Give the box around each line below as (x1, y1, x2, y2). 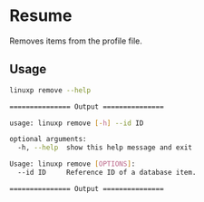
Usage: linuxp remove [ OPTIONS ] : (9, 159, 136, 168)
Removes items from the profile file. (9, 35, 143, 46)
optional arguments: (9, 135, 88, 144)
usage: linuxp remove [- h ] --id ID (9, 119, 144, 128)
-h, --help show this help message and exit (17, 143, 193, 152)
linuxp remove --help (9, 85, 92, 95)
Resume (9, 5, 73, 26)
